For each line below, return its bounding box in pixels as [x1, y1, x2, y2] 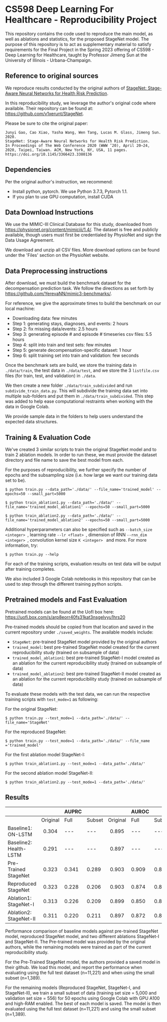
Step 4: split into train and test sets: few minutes [12, 342, 111, 348]
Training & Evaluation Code [5, 433, 91, 442]
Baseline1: [7, 825, 32, 832]
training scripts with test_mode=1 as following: [5, 696, 98, 702]
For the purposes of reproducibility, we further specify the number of [5, 467, 147, 473]
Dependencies [5, 165, 51, 174]
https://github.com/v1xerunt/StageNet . [5, 110, 84, 116]
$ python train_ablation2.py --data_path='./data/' [5, 513, 114, 518]
